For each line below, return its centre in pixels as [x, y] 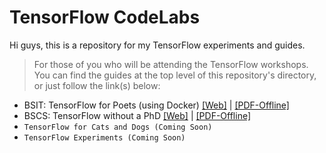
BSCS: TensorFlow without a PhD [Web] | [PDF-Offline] [137, 115]
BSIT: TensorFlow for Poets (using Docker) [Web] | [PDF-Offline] [156, 105]
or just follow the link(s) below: [97, 85]
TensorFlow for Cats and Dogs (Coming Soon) [118, 127]
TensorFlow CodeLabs [105, 17]
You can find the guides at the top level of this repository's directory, [175, 75]
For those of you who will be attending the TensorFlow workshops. [171, 64]
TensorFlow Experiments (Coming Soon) [104, 137]
